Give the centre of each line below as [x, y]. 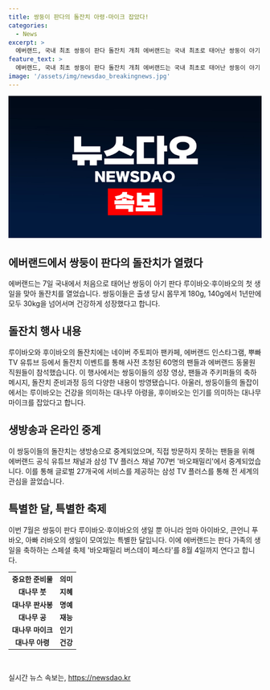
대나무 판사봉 [33, 604]
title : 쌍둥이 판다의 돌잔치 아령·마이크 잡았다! [79, 17]
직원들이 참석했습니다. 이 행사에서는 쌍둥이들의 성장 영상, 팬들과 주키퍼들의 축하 [133, 372]
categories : [28, 25]
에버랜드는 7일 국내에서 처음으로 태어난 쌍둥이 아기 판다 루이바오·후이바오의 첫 [131, 284]
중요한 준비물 [33, 579]
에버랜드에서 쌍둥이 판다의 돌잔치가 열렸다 [106, 262]
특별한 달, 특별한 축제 [57, 509]
